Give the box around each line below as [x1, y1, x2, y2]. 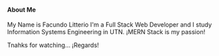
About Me [7, 5, 36, 14]
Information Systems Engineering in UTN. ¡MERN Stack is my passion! [7, 28, 205, 36]
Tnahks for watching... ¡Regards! [7, 41, 99, 49]
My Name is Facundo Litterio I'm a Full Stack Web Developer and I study [7, 20, 212, 29]
